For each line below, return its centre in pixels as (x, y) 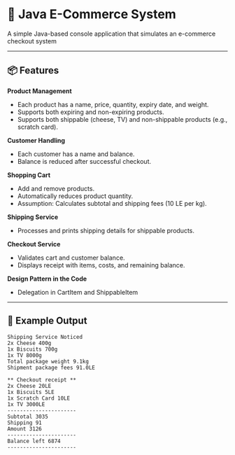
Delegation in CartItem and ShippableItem (78, 292)
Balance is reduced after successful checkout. (84, 161)
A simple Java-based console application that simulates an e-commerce (112, 34)
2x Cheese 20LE (29, 386)
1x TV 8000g (24, 355)
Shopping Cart (29, 175)
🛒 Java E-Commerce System (92, 14)
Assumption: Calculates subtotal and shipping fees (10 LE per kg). (112, 203)
